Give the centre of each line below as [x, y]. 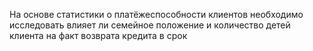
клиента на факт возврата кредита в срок [98, 35]
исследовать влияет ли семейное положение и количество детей [150, 25]
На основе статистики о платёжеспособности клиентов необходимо [156, 14]
